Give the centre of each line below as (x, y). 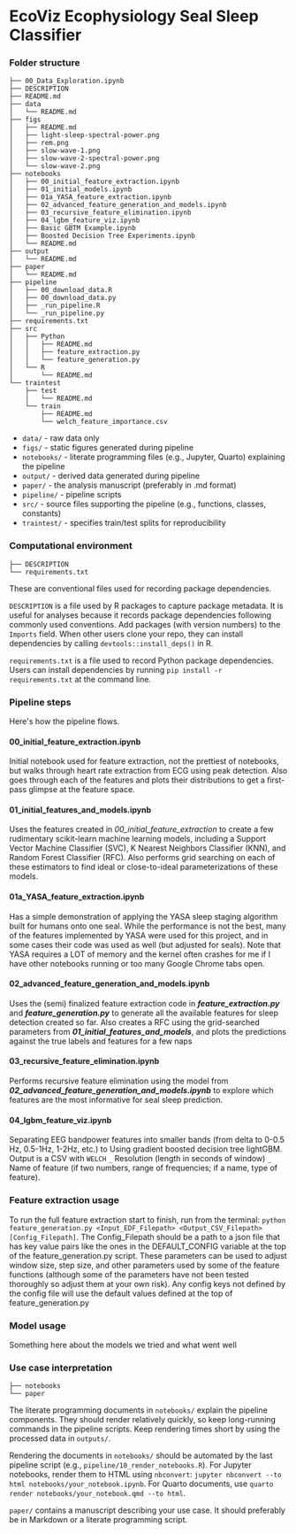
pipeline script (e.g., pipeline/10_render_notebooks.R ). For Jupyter (130, 1465)
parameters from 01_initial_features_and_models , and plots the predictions (148, 1031)
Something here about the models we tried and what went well (123, 1345)
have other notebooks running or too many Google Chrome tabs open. (137, 963)
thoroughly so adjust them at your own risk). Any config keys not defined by (148, 1283)
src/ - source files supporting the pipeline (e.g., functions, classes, (144, 504)
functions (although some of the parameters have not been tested (129, 1274)
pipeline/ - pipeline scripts (72, 495)
